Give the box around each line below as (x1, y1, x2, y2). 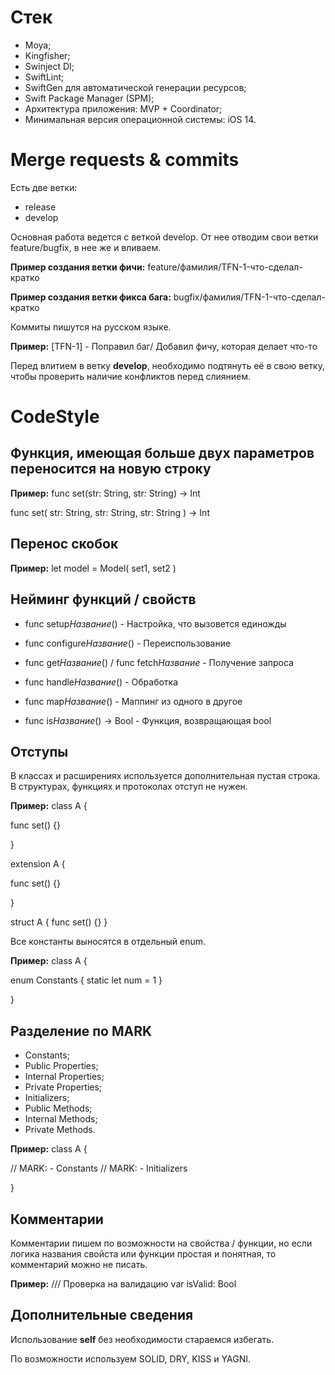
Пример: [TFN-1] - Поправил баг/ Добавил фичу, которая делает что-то (10, 340, 318, 352)
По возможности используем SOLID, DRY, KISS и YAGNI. (10, 1352, 252, 1365)
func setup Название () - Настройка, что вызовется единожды (24, 617, 287, 630)
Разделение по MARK (10, 1022, 153, 1040)
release (24, 201, 57, 213)
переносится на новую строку (10, 461, 212, 478)
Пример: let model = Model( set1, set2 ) (10, 562, 177, 574)
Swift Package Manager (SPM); (24, 92, 155, 104)
